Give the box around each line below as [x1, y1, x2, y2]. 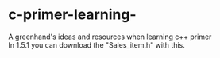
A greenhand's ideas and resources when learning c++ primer [8, 32, 212, 41]
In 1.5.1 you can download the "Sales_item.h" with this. [8, 40, 185, 49]
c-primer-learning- [8, 6, 137, 24]
